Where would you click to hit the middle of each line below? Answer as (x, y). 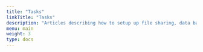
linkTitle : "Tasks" (31, 17)
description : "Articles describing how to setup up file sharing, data (98, 23)
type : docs (20, 39)
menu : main (20, 28)
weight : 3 (19, 34)
